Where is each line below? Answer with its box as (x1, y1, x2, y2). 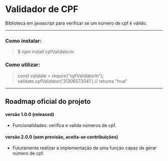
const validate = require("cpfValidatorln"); (17, 73, 104, 79)
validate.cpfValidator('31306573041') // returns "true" (17, 78, 127, 84)
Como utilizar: (5, 61, 40, 68)
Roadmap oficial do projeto (5, 97, 91, 106)
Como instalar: (5, 37, 42, 44)
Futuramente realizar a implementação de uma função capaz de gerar (12, 145, 157, 151)
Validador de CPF (5, 4, 78, 15)
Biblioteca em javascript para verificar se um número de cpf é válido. (5, 20, 147, 26)
